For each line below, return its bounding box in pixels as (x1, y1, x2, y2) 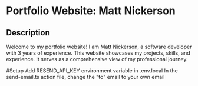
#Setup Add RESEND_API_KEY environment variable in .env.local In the (6, 67, 178, 74)
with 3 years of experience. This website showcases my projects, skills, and (6, 49, 190, 57)
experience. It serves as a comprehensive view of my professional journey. (6, 56, 188, 62)
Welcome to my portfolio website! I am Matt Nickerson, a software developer (6, 43, 192, 50)
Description (6, 28, 50, 38)
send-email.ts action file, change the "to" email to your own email (6, 74, 165, 80)
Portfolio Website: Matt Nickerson (6, 4, 176, 18)
